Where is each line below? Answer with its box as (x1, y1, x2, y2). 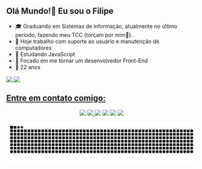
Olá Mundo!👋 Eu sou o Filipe (6, 6, 114, 16)
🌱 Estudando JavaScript (15, 50, 76, 58)
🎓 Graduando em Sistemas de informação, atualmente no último (15, 22, 178, 30)
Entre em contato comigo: (6, 93, 106, 104)
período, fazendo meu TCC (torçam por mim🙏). (15, 31, 133, 38)
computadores (15, 44, 52, 51)
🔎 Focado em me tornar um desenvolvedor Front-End (15, 57, 148, 64)
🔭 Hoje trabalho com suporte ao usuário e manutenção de (15, 38, 160, 45)
